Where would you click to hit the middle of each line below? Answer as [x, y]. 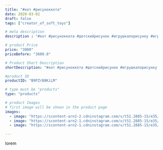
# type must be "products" [32, 90]
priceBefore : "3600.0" [28, 54]
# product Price [21, 45]
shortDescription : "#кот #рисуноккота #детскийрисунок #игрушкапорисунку [81, 67]
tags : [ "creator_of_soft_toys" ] [38, 23]
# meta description [25, 32]
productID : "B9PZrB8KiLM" [31, 81]
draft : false [18, 18]
